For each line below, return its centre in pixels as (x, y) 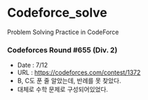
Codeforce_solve (57, 13)
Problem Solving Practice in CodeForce (63, 32)
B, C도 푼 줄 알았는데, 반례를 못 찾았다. (69, 81)
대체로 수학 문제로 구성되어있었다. (63, 90)
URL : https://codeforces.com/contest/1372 (79, 73)
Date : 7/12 (33, 65)
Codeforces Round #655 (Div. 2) (62, 50)
